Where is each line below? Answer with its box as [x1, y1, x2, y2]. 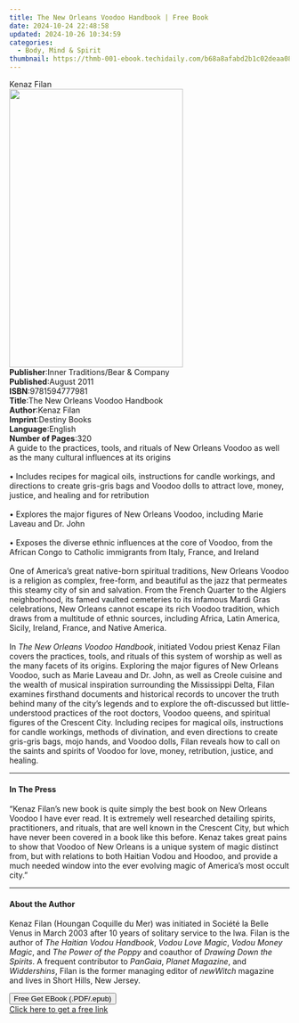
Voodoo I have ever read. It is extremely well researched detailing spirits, [9, 813, 276, 824]
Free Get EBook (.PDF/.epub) [13, 994, 112, 1003]
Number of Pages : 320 [9, 433, 92, 444]
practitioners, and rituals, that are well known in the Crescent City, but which [9, 822, 289, 833]
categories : [9, 37, 53, 47]
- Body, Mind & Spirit [17, 46, 101, 55]
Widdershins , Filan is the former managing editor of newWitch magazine [9, 966, 274, 977]
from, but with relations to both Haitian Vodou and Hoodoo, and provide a [9, 851, 279, 862]
